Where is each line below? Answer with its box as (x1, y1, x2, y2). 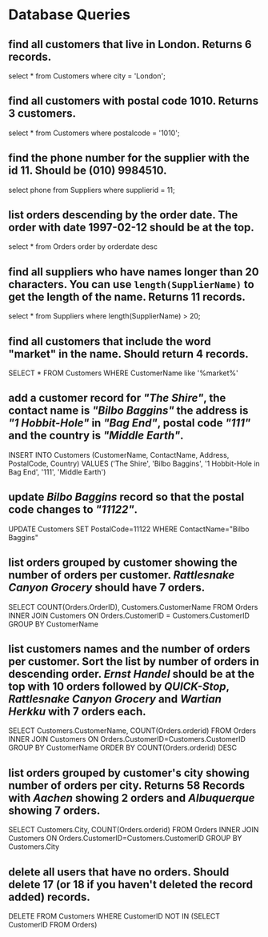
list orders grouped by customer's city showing (8, 766, 250, 779)
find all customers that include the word (8, 334, 211, 348)
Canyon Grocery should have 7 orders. (8, 581, 206, 595)
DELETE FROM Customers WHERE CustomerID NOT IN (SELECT (8, 911, 221, 921)
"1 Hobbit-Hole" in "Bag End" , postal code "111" (8, 416, 251, 430)
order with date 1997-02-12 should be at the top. (8, 221, 254, 234)
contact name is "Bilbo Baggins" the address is (8, 404, 249, 418)
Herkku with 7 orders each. (8, 704, 146, 718)
